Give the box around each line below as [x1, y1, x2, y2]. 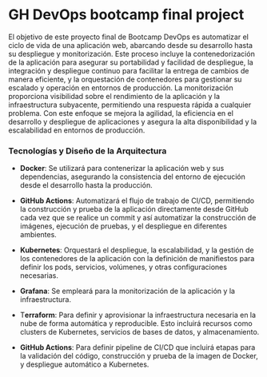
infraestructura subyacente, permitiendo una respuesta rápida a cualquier [8, 100, 252, 109]
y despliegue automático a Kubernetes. [19, 359, 149, 369]
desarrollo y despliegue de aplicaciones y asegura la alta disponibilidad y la [8, 117, 257, 126]
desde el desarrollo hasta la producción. [19, 181, 153, 190]
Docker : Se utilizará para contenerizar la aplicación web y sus [19, 164, 225, 173]
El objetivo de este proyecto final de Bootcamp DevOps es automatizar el [8, 32, 249, 42]
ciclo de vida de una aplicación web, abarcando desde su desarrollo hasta [8, 40, 253, 50]
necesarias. [19, 271, 58, 280]
